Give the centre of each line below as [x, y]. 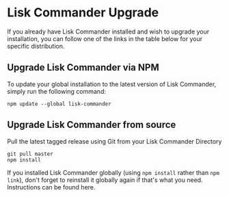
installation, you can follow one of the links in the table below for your [105, 38]
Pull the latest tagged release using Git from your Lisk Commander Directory [114, 141]
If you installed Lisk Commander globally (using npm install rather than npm [113, 172]
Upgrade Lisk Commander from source [92, 125]
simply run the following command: [56, 91]
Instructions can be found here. [51, 187]
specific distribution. [36, 46]
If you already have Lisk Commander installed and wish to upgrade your [108, 31]
